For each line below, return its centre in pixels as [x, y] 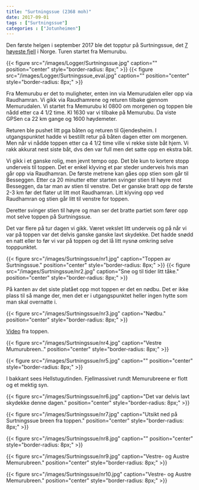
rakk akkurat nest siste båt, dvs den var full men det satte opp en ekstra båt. [99, 149]
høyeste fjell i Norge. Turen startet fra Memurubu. [67, 52]
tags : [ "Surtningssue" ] [37, 23]
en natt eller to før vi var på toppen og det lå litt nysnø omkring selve [90, 241]
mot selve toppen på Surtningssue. [49, 217]
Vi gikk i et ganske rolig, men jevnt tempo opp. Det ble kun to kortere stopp [98, 161]
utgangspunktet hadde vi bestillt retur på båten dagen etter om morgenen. [97, 137]
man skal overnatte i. [32, 302]
